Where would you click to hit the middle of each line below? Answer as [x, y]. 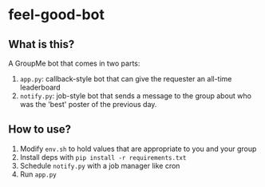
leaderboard [40, 87]
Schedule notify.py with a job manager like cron [100, 165]
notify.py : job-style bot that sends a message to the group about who [135, 96]
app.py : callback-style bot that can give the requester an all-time [126, 79]
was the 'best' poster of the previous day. [88, 104]
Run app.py [38, 174]
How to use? [40, 129]
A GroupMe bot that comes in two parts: [74, 63]
